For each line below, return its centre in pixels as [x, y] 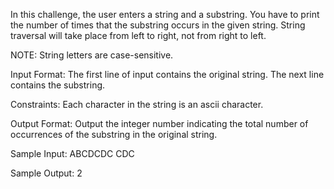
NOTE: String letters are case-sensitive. [92, 55]
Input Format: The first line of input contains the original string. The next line [167, 74]
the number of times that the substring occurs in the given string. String [158, 25]
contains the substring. [58, 85]
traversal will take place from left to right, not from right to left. [138, 35]
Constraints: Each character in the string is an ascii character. [137, 104]
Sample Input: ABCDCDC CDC [72, 153]
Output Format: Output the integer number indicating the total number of [159, 123]
